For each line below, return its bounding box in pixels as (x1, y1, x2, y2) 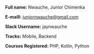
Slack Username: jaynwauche (5, 23, 67, 29)
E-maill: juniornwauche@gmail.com (5, 14, 79, 19)
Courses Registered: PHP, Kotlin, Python (5, 43, 90, 49)
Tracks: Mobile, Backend (5, 33, 57, 39)
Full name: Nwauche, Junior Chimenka (5, 4, 86, 10)
